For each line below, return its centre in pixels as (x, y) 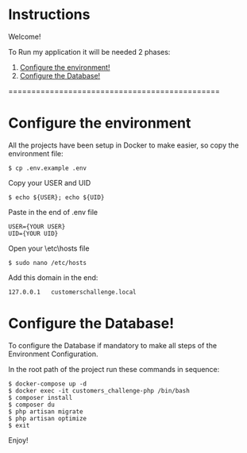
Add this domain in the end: (53, 277)
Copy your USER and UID (50, 182)
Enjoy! (19, 440)
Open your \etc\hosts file (49, 248)
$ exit (19, 425)
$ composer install (41, 397)
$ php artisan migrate (46, 411)
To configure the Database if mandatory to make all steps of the (112, 345)
